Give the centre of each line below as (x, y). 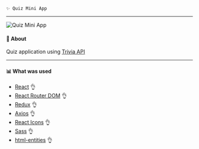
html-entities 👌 (33, 140)
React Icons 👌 (33, 122)
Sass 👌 (24, 131)
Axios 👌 (25, 114)
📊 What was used (29, 71)
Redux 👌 (26, 105)
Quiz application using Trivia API (46, 52)
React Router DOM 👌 (41, 96)
